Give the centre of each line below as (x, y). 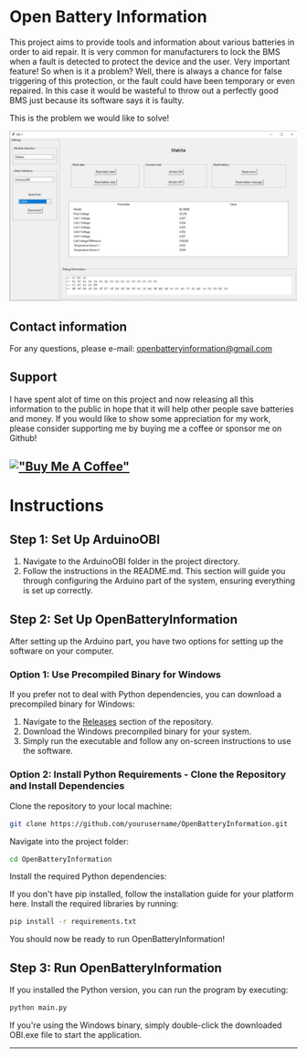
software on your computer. (62, 651)
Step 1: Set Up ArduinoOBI (85, 539)
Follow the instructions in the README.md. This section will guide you (154, 571)
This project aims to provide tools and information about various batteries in (152, 42)
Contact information (69, 326)
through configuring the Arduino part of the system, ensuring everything (159, 581)
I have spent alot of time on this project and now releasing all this (132, 399)
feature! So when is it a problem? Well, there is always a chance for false (146, 71)
